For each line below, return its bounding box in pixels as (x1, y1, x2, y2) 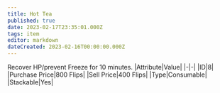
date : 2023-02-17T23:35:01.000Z (7, 23, 103, 31)
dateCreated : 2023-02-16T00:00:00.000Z (7, 43, 126, 50)
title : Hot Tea (7, 10, 53, 18)
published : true (7, 17, 55, 24)
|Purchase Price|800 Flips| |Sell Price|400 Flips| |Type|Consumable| (7, 70, 207, 79)
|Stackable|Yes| (7, 78, 54, 86)
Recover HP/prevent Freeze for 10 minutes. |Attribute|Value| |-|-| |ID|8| (7, 63, 214, 71)
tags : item (7, 30, 40, 38)
